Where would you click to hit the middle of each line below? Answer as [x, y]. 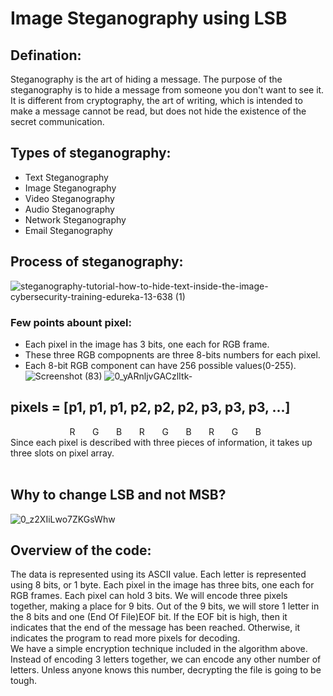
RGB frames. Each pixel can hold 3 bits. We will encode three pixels [149, 596]
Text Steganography [66, 177]
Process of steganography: [97, 262]
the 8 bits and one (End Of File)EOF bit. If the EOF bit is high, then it [149, 617]
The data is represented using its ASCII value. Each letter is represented [158, 574]
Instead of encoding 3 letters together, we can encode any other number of [166, 659]
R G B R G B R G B [165, 431]
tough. [24, 681]
